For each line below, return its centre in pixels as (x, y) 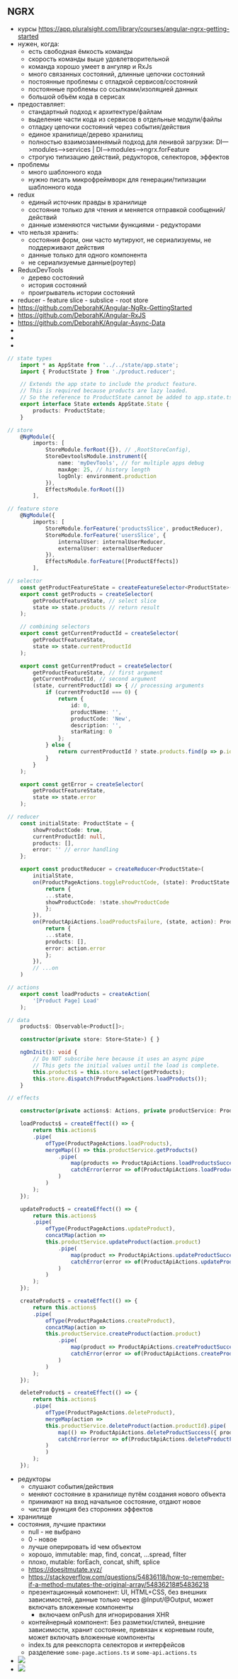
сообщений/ (207, 209)
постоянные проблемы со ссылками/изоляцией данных (113, 89)
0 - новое (42, 1539)
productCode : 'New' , (101, 719)
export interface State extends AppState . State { (95, 404)
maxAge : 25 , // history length (104, 470)
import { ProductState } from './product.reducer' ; (98, 372)
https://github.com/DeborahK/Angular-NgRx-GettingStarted (105, 307)
